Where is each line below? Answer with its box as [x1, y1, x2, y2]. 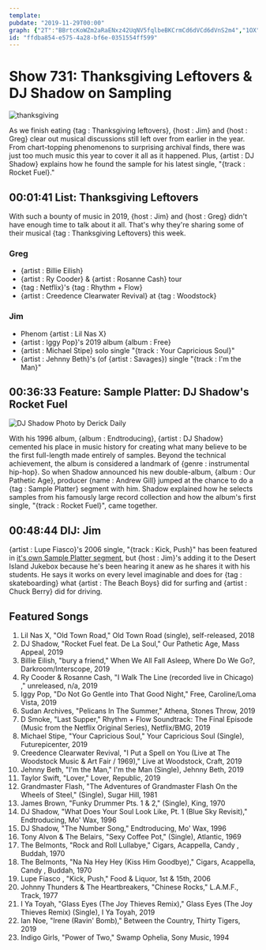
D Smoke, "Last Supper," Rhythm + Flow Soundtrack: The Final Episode [20, 715, 253, 724]
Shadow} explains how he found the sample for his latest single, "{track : [9, 160, 245, 169]
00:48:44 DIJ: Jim [9, 524, 102, 537]
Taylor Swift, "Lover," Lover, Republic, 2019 [20, 773, 161, 783]
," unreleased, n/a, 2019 [20, 681, 98, 691]
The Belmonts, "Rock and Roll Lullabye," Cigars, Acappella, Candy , [20, 840, 239, 850]
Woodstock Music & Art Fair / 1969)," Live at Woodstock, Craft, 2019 [20, 757, 242, 766]
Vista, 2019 [20, 698, 58, 708]
